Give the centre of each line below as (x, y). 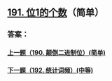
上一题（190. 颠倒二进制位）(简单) (57, 52)
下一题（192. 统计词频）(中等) (50, 70)
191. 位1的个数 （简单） (56, 13)
